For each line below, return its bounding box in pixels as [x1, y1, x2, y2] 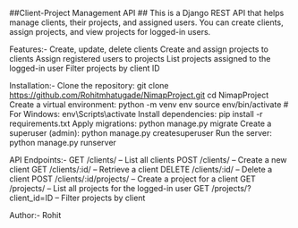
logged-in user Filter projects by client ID [9, 63, 160, 73]
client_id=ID [9, 192, 54, 203]
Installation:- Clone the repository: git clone [9, 80, 169, 90]
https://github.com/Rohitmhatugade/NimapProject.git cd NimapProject [9, 89, 269, 100]
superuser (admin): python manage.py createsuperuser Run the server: [9, 128, 273, 138]
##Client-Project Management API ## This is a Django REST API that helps [9, 8, 285, 18]
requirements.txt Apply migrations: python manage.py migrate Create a [9, 118, 272, 129]
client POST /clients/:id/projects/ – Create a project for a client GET [9, 173, 257, 184]
